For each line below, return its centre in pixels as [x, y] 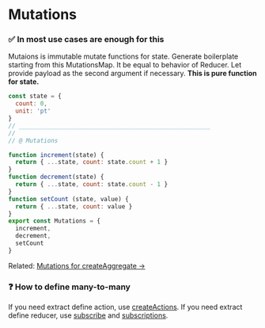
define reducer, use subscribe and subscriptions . [88, 315]
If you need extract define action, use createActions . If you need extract [125, 307]
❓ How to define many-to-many [69, 287]
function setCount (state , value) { [68, 199]
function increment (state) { [56, 155]
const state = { [35, 97]
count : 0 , [31, 104]
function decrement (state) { [56, 177]
